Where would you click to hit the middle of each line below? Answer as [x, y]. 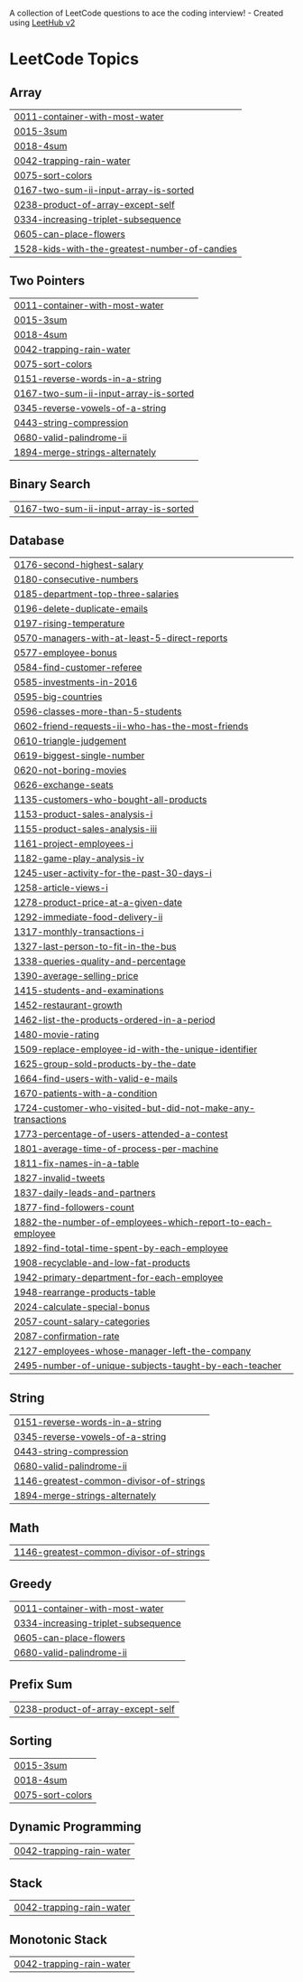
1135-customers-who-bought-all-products [110, 800]
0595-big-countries [58, 697]
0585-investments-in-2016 [76, 682]
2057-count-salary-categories [82, 1321]
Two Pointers [47, 281]
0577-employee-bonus [65, 653]
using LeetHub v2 [42, 23]
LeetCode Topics [74, 59]
